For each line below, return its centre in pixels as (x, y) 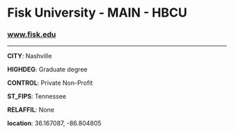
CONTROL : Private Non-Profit (50, 83)
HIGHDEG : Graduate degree (47, 69)
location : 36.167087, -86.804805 (54, 124)
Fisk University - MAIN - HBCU (97, 13)
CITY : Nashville (30, 56)
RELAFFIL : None (31, 110)
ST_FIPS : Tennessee (37, 97)
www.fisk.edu (32, 35)
